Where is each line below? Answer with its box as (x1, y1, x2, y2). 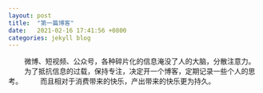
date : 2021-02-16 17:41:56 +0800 (8, 26, 127, 34)
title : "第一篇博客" (8, 19, 74, 27)
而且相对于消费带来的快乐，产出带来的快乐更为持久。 (39, 76, 216, 86)
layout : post (8, 11, 52, 20)
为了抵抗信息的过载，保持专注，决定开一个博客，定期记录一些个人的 (23, 67, 249, 76)
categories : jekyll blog (8, 33, 91, 42)
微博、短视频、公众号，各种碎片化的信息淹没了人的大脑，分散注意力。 (23, 56, 256, 66)
